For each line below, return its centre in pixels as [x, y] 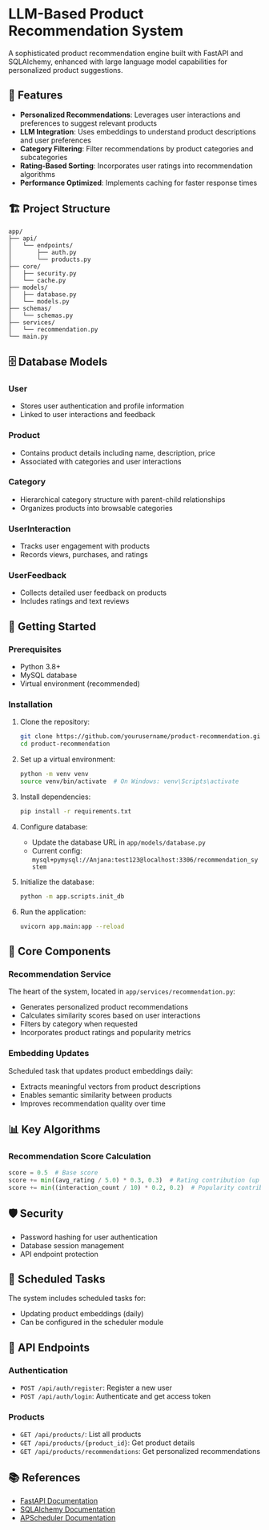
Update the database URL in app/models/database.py [118, 842]
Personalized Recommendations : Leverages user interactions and [130, 114]
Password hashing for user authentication [88, 1237]
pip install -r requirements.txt [76, 811]
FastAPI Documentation [59, 1501]
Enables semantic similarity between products [96, 1094]
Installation [31, 705]
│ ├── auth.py [43, 252]
